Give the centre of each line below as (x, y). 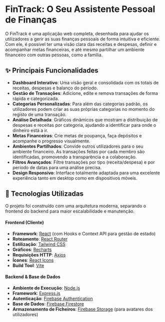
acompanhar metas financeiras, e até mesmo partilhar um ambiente (75, 49)
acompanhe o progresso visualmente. (51, 141)
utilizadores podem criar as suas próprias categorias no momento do (83, 109)
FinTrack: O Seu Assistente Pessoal (80, 9)
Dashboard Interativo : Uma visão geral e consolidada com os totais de (85, 82)
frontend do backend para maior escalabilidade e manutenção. (70, 211)
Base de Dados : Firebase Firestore (48, 304)
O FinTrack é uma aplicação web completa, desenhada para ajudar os (77, 33)
